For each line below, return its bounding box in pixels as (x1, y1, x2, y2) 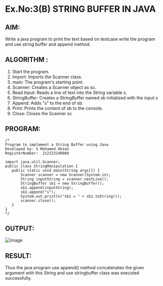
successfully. (5, 275, 32, 281)
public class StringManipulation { (5, 163, 78, 168)
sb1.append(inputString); (20, 185, 74, 190)
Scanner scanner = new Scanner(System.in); (20, 172, 111, 177)
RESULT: (5, 252, 32, 260)
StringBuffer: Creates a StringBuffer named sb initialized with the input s (12, 95, 158, 100)
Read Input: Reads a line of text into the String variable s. (12, 90, 128, 95)
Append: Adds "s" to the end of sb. (12, 100, 83, 106)
